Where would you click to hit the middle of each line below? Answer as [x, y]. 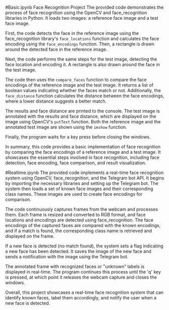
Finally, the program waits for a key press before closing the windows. [78, 137]
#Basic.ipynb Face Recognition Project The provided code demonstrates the [84, 7]
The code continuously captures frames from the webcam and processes [82, 209]
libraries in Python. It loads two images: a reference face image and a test [82, 18]
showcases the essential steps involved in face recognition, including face [82, 157]
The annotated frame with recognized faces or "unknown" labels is [75, 267]
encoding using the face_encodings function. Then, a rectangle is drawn [80, 44]
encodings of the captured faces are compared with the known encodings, [83, 225]
